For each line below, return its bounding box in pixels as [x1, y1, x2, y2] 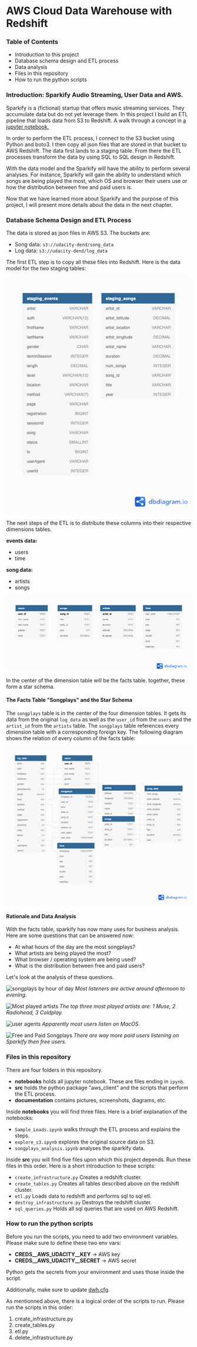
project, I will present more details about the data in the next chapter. [6, 201, 173, 208]
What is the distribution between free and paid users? [14, 962, 145, 970]
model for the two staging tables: [6, 265, 86, 272]
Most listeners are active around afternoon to [75, 985, 185, 992]
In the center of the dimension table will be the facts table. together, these [6, 676, 185, 684]
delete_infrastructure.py [14, 1334, 74, 1341]
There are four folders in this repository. [6, 1066, 103, 1073]
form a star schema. [6, 683, 55, 690]
